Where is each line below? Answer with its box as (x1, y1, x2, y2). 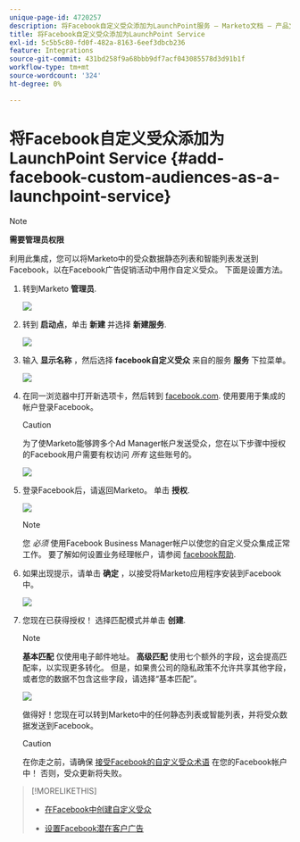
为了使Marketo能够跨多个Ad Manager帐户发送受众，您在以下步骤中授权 (21, 438, 286, 448)
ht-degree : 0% (9, 79, 62, 88)
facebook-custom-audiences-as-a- (9, 167, 280, 188)
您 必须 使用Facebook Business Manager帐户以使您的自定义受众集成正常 (21, 538, 290, 548)
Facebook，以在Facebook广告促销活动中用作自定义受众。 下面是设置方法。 (9, 264, 287, 275)
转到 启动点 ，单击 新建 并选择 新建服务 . (21, 319, 167, 329)
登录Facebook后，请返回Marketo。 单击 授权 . (21, 484, 190, 496)
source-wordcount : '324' (9, 71, 102, 80)
